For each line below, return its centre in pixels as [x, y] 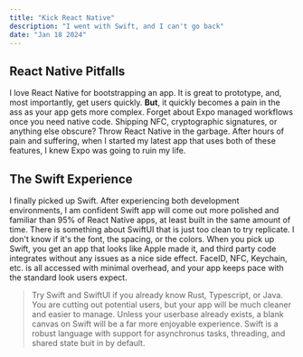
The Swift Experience [71, 178]
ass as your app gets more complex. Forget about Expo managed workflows [151, 112]
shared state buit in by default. [88, 343]
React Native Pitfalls [67, 71]
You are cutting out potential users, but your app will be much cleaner [161, 305]
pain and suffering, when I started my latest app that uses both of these [142, 141]
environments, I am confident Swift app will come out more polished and [144, 210]
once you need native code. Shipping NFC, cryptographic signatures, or [143, 122]
